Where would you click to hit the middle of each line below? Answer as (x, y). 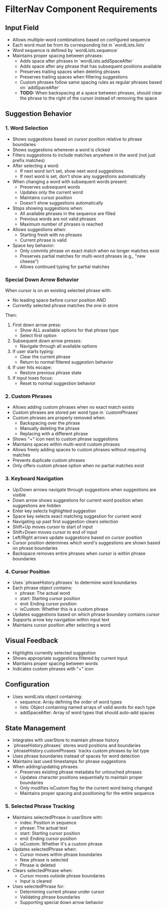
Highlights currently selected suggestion (54, 653)
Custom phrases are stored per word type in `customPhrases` (76, 412)
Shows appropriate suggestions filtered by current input (70, 658)
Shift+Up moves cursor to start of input (53, 527)
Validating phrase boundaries (50, 897)
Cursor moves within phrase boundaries (61, 854)
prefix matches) (29, 160)
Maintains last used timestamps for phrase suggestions (69, 761)
